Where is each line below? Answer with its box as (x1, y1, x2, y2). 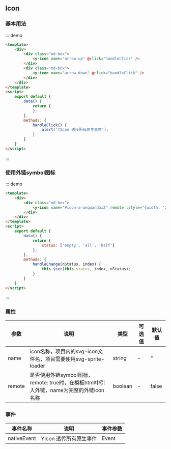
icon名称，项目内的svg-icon (30, 348, 98, 355)
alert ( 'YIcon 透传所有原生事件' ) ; (41, 127, 109, 132)
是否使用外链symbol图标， (30, 371, 93, 378)
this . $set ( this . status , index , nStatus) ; (41, 267, 131, 272)
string (112, 354, 127, 361)
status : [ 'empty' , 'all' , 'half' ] (41, 243, 115, 248)
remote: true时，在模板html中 (30, 379, 100, 386)
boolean (112, 382, 132, 389)
